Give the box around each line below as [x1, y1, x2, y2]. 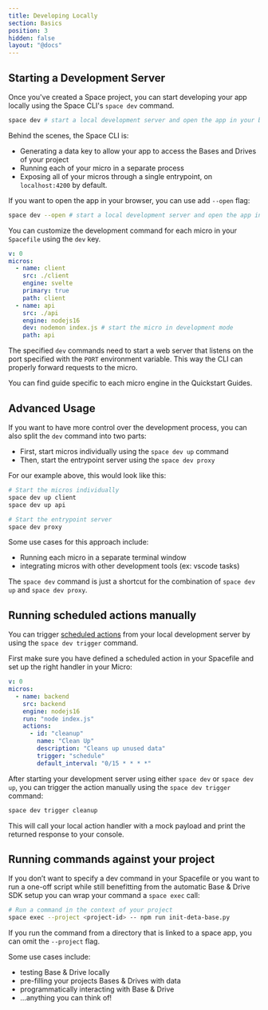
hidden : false [8, 34, 56, 42]
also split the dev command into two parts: [8, 431, 147, 441]
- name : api [15, 301, 56, 309]
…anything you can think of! [19, 993, 112, 1003]
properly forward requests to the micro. [8, 363, 138, 373]
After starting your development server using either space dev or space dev [8, 773, 254, 784]
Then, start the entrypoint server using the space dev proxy [19, 455, 215, 465]
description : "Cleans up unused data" [37, 745, 166, 753]
